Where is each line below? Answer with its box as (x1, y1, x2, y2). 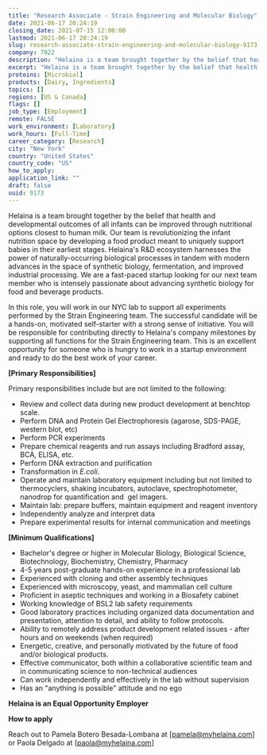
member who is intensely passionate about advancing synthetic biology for (8, 278, 254, 288)
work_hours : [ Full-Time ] (8, 130, 91, 137)
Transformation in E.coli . (19, 467, 100, 476)
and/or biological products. (19, 649, 109, 659)
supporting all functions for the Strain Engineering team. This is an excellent (8, 335, 257, 346)
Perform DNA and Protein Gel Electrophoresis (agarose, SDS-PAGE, (19, 416, 241, 425)
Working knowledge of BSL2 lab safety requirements (19, 598, 193, 608)
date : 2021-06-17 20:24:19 (8, 19, 98, 27)
